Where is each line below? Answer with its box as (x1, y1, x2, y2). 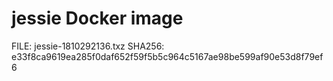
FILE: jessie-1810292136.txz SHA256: (11, 40, 165, 52)
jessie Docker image (11, 7, 184, 30)
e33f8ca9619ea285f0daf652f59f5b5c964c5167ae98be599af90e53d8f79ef (11, 50, 324, 62)
